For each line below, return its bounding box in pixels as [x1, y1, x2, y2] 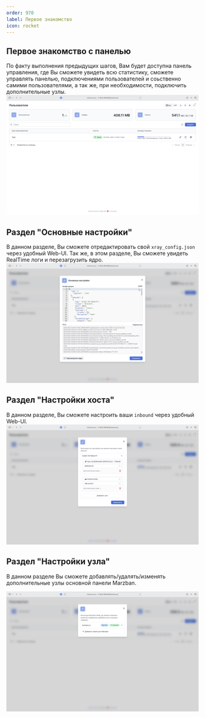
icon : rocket [6, 23, 40, 29]
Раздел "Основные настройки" [6, 227, 132, 237]
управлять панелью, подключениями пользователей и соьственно [6, 75, 181, 82]
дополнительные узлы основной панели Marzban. [6, 579, 137, 587]
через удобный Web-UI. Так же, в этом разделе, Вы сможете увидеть [6, 250, 189, 257]
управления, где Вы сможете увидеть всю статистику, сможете [6, 69, 174, 76]
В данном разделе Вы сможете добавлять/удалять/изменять [6, 573, 166, 580]
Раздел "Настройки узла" [6, 557, 110, 567]
